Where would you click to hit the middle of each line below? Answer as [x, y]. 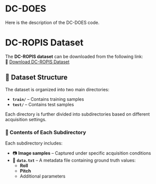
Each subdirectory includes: [34, 143]
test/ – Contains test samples [43, 104]
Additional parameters [43, 176]
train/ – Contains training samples [48, 99]
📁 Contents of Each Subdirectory [46, 132]
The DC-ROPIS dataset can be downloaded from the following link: [74, 56]
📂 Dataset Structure [36, 78]
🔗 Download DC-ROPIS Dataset [37, 62]
